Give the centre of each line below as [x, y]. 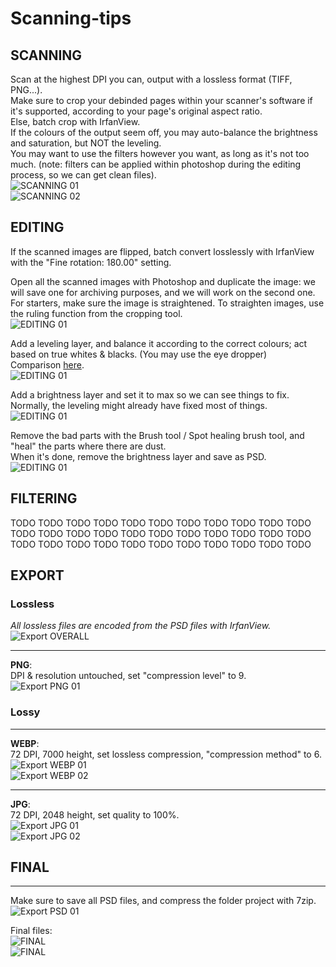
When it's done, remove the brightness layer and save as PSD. [138, 456]
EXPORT [37, 575]
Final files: [31, 931]
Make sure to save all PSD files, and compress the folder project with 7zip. [163, 901]
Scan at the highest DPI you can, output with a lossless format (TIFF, [151, 79]
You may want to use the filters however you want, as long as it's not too [160, 153]
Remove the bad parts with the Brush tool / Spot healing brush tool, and [157, 435]
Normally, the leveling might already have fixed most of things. [139, 405]
